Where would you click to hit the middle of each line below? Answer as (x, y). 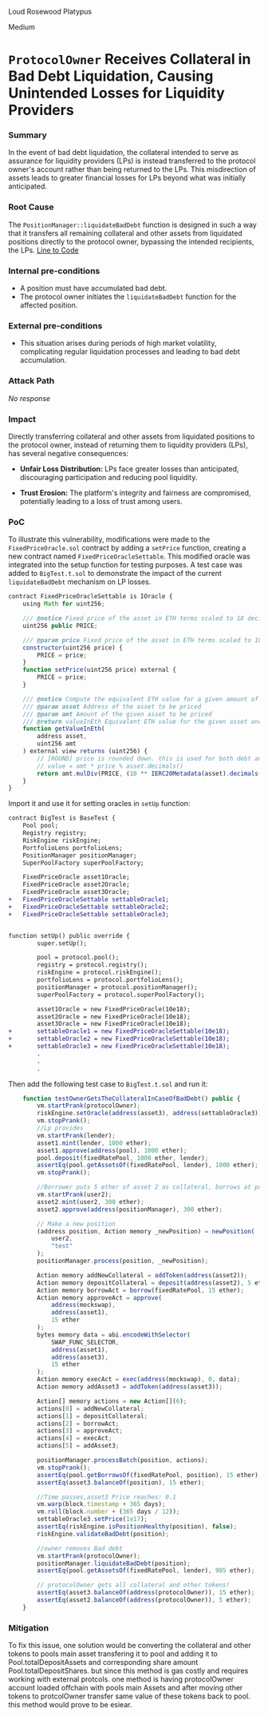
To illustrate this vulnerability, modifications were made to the (109, 539)
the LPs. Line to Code (43, 250)
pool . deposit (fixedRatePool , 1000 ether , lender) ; (123, 1158)
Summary (28, 135)
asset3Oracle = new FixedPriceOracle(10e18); (114, 1024)
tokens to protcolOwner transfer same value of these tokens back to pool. (130, 1696)
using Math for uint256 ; (64, 604)
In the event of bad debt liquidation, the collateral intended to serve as (124, 153)
